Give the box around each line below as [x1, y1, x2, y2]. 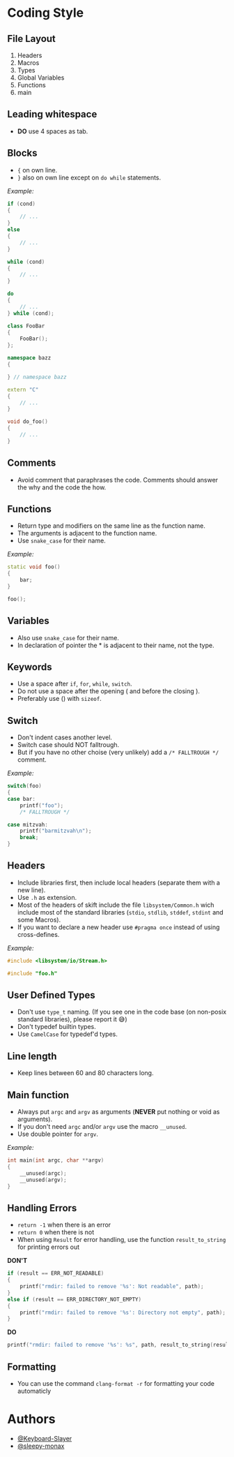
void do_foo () [7, 418, 49, 425]
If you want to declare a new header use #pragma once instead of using [17, 923, 220, 931]
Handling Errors [7, 1202, 77, 1214]
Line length [7, 1050, 57, 1062]
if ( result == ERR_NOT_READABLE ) [7, 1270, 104, 1277]
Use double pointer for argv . [17, 1130, 99, 1139]
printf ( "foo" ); [19, 801, 64, 809]
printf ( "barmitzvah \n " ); [19, 827, 92, 835]
